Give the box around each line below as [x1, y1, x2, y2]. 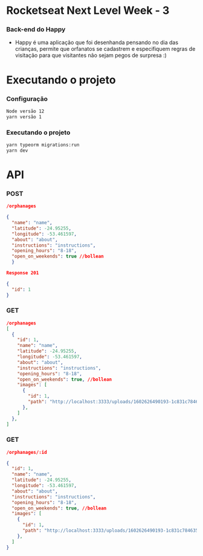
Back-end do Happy [6, 25, 66, 34]
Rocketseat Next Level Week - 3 [6, 4, 170, 18]
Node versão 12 [6, 108, 45, 114]
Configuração [6, 94, 48, 103]
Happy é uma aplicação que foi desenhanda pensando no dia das [14, 39, 179, 46]
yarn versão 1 [6, 114, 42, 120]
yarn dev [6, 147, 28, 154]
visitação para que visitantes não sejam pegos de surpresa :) [14, 52, 167, 59]
